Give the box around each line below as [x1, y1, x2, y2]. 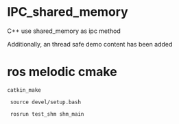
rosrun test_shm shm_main [10, 110, 84, 117]
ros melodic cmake [7, 64, 118, 79]
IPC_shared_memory [7, 4, 128, 20]
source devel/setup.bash [10, 99, 81, 106]
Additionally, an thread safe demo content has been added [7, 40, 173, 48]
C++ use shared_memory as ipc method [7, 27, 121, 35]
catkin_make [7, 86, 41, 93]
